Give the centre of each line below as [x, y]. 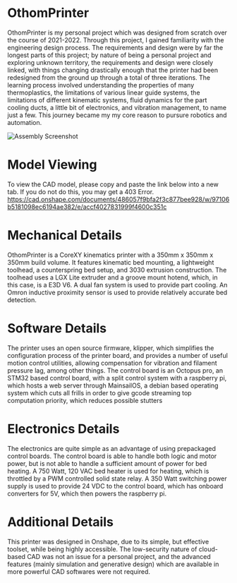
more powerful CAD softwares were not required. [79, 571]
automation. [25, 122]
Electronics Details [63, 429]
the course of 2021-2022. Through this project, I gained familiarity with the [116, 40]
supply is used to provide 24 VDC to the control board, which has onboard [115, 486]
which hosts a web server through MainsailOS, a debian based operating [113, 385]
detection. [22, 300]
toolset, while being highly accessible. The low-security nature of [102, 549]
